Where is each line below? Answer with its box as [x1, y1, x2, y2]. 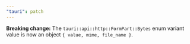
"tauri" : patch [6, 8, 44, 15]
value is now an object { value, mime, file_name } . [6, 31, 134, 38]
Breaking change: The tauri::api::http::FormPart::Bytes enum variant [6, 25, 185, 32]
